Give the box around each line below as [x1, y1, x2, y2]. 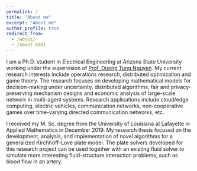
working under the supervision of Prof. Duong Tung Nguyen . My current [6, 64, 182, 71]
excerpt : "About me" [6, 20, 57, 26]
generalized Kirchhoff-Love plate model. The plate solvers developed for [6, 139, 183, 146]
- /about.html [11, 42, 46, 48]
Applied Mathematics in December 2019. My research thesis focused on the [6, 126, 191, 134]
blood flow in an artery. [6, 158, 63, 165]
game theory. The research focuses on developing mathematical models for [6, 77, 191, 84]
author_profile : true [6, 25, 60, 31]
